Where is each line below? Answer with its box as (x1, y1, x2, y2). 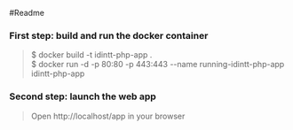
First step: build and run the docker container (9, 29, 209, 42)
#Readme (9, 8, 44, 18)
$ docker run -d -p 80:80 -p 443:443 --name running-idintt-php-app (30, 59, 285, 70)
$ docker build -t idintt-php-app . (30, 50, 153, 60)
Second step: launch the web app (9, 90, 157, 103)
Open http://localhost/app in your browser (30, 111, 186, 121)
